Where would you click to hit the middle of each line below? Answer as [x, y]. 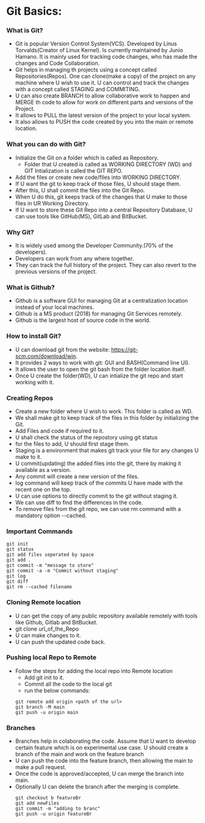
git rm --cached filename [39, 587]
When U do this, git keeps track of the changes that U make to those [101, 197]
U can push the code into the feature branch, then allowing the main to [104, 760]
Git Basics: [34, 11]
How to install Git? [34, 336]
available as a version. [43, 469]
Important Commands [40, 531]
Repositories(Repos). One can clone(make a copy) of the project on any [105, 76]
